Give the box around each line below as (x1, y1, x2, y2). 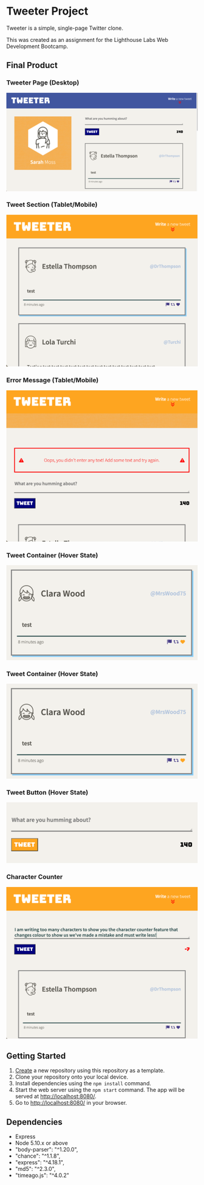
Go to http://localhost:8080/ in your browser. (15, 1099, 127, 1107)
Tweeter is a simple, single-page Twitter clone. (6, 24, 123, 32)
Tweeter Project (6, 4, 89, 18)
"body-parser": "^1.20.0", (15, 1145, 78, 1153)
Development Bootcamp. (6, 43, 69, 50)
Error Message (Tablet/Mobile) (6, 376, 99, 384)
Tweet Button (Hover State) (6, 788, 89, 796)
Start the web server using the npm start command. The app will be (15, 1087, 185, 1094)
